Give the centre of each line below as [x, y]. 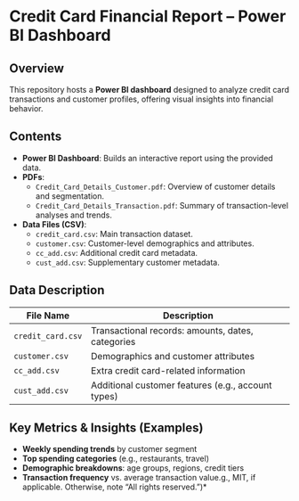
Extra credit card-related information [168, 370]
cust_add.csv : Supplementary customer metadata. [127, 262]
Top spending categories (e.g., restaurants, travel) [116, 459]
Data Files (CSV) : [54, 224]
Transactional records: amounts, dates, [172, 330]
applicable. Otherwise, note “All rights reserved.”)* [114, 487]
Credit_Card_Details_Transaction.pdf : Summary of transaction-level [162, 205]
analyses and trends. [74, 215]
